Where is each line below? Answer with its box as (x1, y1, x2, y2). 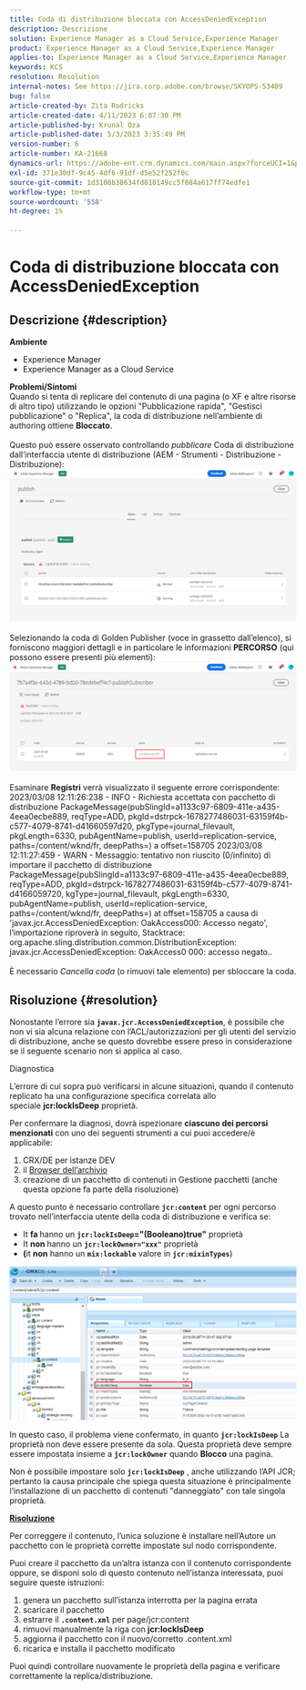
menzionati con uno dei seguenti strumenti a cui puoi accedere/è (9, 1127, 256, 1138)
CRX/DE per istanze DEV (22, 1155, 116, 1166)
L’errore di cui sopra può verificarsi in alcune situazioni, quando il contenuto (9, 1081, 294, 1092)
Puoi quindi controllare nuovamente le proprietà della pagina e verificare (9, 1661, 280, 1672)
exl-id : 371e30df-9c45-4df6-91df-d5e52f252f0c (9, 168, 189, 178)
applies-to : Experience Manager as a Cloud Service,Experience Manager (9, 53, 287, 63)
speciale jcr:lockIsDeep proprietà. (9, 1100, 138, 1111)
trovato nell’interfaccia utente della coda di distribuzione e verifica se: (9, 1211, 271, 1222)
